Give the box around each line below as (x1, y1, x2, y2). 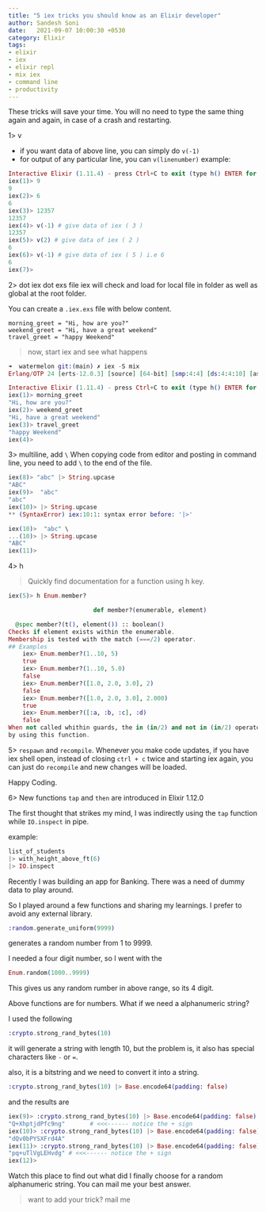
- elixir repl (8, 63, 55, 71)
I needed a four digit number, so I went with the (8, 954, 162, 963)
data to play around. (8, 885, 74, 894)
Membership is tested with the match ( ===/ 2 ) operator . (8, 635, 196, 643)
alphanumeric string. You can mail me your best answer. (8, 1180, 192, 1189)
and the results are (8, 1097, 70, 1107)
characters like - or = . (8, 1052, 78, 1062)
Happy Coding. (8, 778, 58, 787)
